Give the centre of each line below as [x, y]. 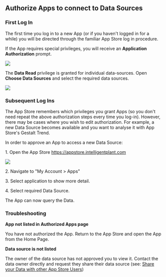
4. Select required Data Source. [37, 190]
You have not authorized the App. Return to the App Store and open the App [83, 234]
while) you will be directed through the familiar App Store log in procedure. [82, 39]
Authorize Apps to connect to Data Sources [74, 8]
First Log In [19, 23]
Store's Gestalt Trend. [28, 133]
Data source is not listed [31, 249]
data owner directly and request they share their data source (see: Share [80, 264]
